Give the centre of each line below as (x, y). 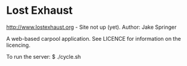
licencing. (18, 45)
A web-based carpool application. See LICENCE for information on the (93, 38)
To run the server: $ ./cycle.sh (44, 56)
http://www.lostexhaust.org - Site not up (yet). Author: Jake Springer (91, 27)
